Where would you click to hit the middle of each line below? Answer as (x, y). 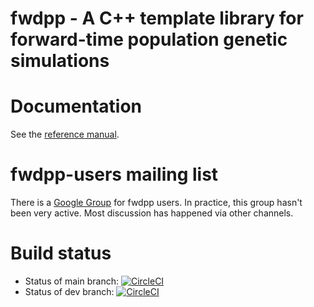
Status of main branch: (71, 281)
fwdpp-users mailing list (114, 174)
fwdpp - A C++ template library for (157, 18)
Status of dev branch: (69, 291)
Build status (61, 253)
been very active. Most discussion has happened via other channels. (152, 213)
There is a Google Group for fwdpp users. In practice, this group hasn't (156, 203)
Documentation (76, 106)
